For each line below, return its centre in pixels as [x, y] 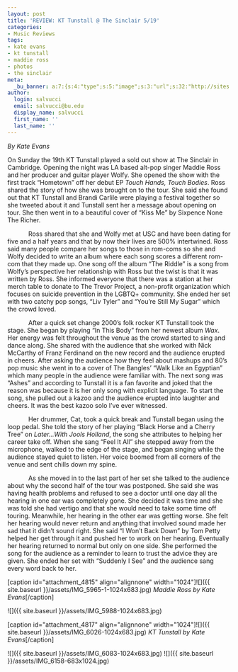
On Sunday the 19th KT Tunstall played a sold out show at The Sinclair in [113, 159]
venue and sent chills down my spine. [62, 464]
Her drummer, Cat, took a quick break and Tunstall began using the [126, 419]
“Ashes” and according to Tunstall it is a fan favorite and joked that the [110, 382]
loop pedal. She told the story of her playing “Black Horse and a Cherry [111, 426]
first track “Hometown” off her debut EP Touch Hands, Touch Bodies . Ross [116, 182]
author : [19, 93]
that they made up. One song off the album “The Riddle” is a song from [125, 263]
